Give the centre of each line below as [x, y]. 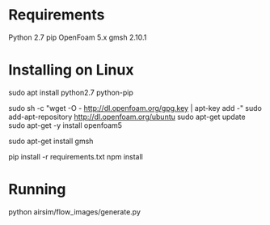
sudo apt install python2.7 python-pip [71, 92]
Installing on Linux [71, 70]
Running [37, 190]
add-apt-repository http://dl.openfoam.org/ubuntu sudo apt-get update [127, 117]
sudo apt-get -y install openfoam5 [65, 125]
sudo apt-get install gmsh [51, 141]
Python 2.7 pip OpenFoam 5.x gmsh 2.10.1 [78, 37]
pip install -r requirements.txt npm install [76, 156]
